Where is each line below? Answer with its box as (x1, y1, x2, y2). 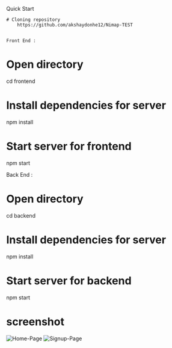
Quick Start (6, 5, 34, 12)
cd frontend (6, 78, 35, 85)
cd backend (6, 212, 36, 219)
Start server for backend (6, 273, 132, 287)
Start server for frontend (6, 139, 132, 153)
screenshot (6, 315, 65, 328)
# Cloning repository (6, 17, 61, 23)
